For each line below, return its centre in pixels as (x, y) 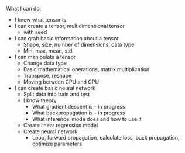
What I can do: (24, 8)
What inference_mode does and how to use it (87, 119)
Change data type (45, 63)
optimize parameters (57, 144)
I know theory (40, 100)
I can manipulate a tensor (45, 57)
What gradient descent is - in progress (78, 107)
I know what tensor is (40, 20)
